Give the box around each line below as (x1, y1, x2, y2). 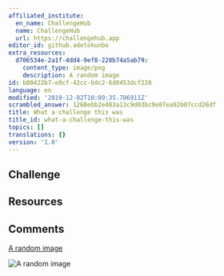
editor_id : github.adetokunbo (8, 42, 110, 50)
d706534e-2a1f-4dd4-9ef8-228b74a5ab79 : (15, 57, 149, 65)
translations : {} (8, 130, 66, 138)
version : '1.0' (8, 138, 59, 146)
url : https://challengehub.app (15, 34, 120, 42)
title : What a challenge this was (8, 109, 124, 117)
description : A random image (22, 71, 120, 79)
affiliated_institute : (8, 11, 84, 20)
